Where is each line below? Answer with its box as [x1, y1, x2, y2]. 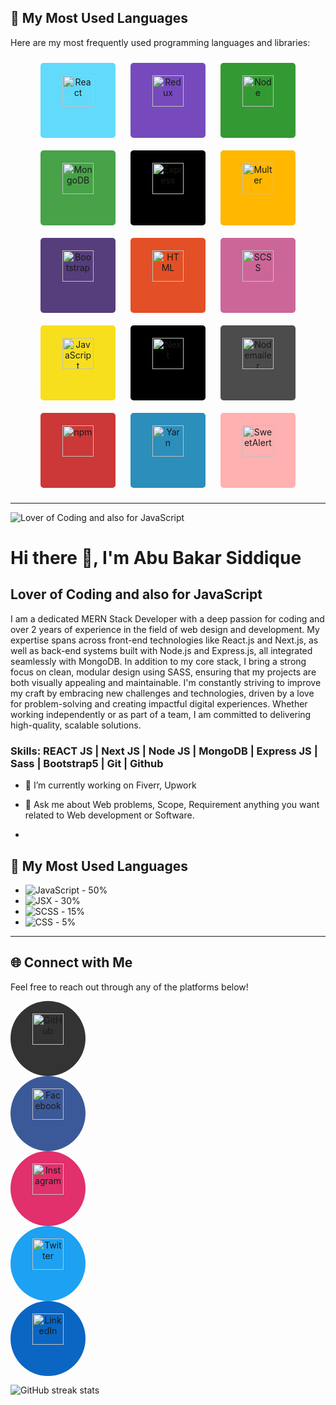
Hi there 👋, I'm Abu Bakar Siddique [10, 547, 302, 569]
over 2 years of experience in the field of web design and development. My [10, 623, 320, 635]
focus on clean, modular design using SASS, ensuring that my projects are [10, 666, 317, 678]
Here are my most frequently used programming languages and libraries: [10, 36, 311, 48]
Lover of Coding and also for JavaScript [10, 586, 263, 603]
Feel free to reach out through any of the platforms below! [10, 981, 249, 993]
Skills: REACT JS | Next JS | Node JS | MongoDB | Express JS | [10, 744, 318, 758]
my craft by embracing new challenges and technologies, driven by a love [10, 687, 315, 699]
